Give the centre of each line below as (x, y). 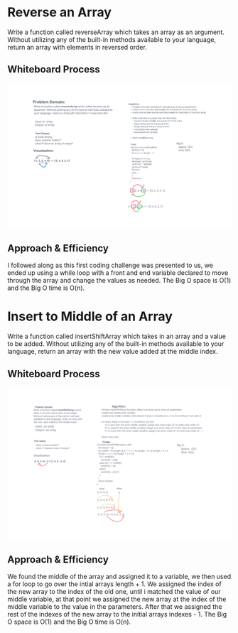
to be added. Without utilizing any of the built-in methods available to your (116, 344)
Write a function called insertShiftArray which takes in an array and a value (117, 336)
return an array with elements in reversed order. (77, 47)
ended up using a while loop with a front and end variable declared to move (118, 273)
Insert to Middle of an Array (90, 316)
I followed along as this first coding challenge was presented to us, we (110, 265)
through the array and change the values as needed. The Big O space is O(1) (119, 281)
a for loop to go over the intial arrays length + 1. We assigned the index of (114, 584)
